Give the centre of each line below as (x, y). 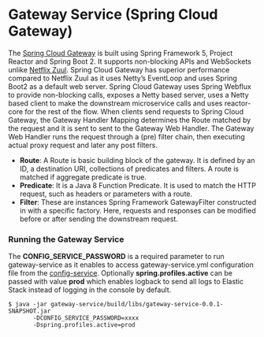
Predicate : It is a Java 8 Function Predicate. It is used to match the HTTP (138, 185)
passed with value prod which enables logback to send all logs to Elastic (126, 282)
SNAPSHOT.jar (30, 311)
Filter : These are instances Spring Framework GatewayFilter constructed (138, 202)
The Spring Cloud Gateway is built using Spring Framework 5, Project (121, 53)
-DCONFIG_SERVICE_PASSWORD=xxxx (86, 318)
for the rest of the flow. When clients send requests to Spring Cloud (134, 111)
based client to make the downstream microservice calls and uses (115, 103)
